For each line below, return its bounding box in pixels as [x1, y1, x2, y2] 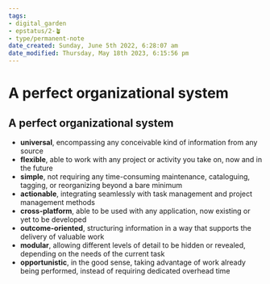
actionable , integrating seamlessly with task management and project [19, 189, 252, 198]
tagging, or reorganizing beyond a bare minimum [19, 181, 183, 190]
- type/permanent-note [8, 34, 85, 43]
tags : [8, 11, 27, 20]
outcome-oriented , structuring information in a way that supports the [19, 223, 251, 232]
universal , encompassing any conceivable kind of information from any [19, 138, 258, 147]
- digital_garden [8, 19, 67, 27]
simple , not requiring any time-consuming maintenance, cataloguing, [19, 172, 251, 182]
